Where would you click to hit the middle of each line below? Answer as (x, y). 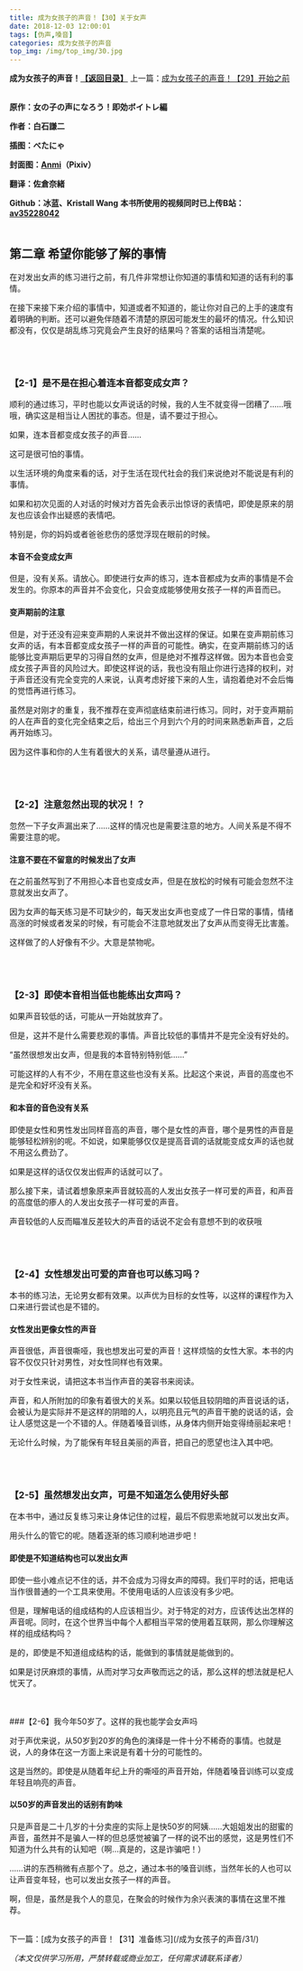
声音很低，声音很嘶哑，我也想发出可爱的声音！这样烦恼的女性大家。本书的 (147, 1351)
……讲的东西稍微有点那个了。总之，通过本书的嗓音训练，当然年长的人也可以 (151, 1868)
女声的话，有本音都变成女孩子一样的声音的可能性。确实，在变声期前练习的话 (151, 645)
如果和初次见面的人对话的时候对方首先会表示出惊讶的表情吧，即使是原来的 (147, 504)
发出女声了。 (49, 892)
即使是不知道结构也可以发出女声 (69, 1558)
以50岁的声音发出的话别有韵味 (66, 1805)
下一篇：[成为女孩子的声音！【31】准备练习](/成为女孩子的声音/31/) (134, 1938)
